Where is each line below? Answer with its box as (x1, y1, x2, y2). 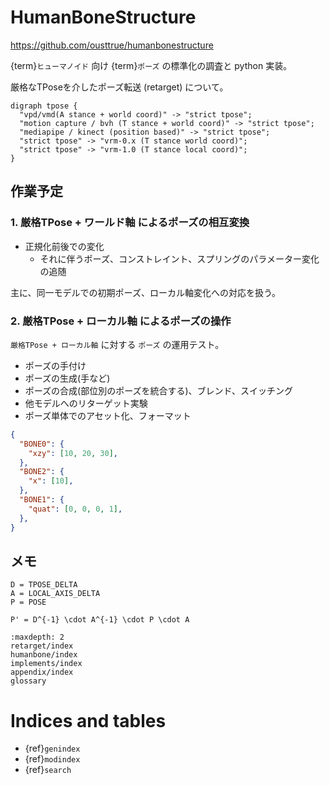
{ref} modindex (24, 753, 81, 765)
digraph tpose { (10, 101, 78, 111)
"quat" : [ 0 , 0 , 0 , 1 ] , (28, 504, 123, 514)
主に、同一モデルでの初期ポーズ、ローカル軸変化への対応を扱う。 (10, 286, 282, 298)
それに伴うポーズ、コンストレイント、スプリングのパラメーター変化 (39, 252, 320, 265)
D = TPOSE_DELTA (10, 580, 78, 590)
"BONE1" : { (19, 495, 65, 505)
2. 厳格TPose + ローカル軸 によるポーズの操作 (10, 314, 232, 328)
